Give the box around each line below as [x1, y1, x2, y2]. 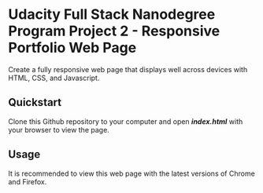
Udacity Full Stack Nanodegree [8, 5, 216, 24]
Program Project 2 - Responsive [8, 22, 220, 40]
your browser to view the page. [8, 125, 110, 134]
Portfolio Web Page [8, 39, 137, 56]
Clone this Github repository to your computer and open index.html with [8, 116, 243, 126]
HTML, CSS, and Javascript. [8, 73, 100, 82]
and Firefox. [8, 177, 47, 186]
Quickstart [8, 96, 62, 109]
